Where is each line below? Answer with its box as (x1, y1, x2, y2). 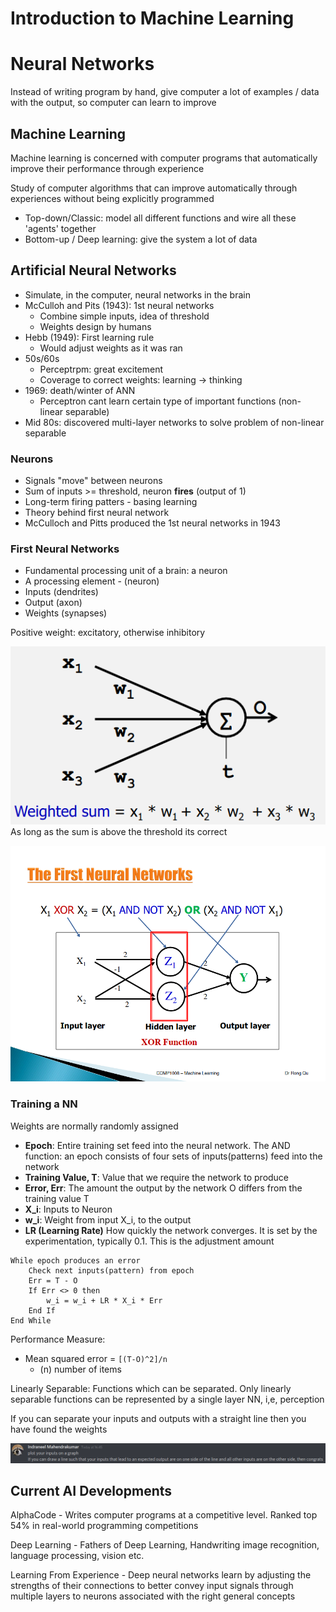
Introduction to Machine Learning (10, 7, 295, 30)
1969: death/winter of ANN (24, 384, 136, 396)
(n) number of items (39, 1363, 122, 1375)
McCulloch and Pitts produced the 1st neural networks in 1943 (24, 517, 281, 529)
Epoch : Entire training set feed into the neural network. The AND (24, 1139, 291, 1151)
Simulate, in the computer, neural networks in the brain (24, 288, 251, 301)
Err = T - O (28, 1275, 78, 1286)
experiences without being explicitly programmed (10, 192, 215, 204)
